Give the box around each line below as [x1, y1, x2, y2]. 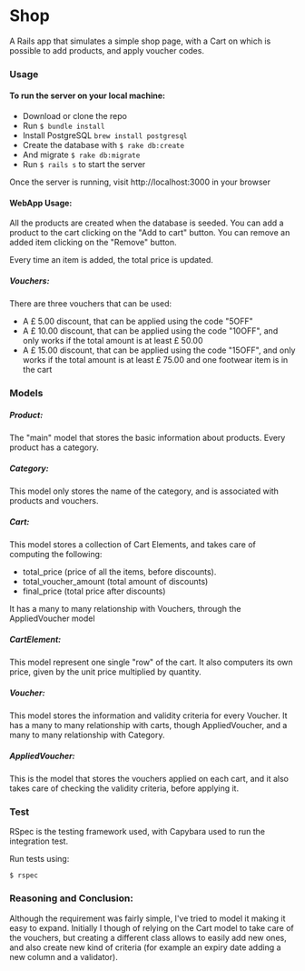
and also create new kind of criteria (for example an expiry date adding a [9, 942, 281, 953]
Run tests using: [9, 854, 70, 865]
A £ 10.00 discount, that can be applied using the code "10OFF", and [22, 325, 279, 336]
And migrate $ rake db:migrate [22, 149, 141, 160]
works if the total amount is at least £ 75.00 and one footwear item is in [22, 355, 289, 365]
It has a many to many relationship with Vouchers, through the [9, 604, 241, 615]
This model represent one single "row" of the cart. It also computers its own [9, 656, 293, 668]
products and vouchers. [9, 496, 99, 506]
